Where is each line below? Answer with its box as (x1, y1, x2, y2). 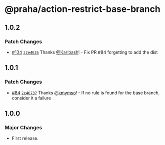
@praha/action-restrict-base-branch (4, 3, 161, 15)
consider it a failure (11, 95, 51, 101)
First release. (11, 135, 39, 142)
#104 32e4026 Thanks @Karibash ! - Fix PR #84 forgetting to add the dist (11, 49, 158, 55)
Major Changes (4, 124, 42, 131)
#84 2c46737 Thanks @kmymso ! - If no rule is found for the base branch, (11, 90, 160, 96)
